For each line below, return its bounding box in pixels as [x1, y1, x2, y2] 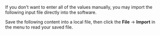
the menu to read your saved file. [5, 24, 73, 30]
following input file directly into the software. [5, 9, 97, 15]
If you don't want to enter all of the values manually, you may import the [5, 4, 153, 10]
